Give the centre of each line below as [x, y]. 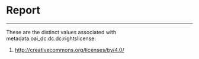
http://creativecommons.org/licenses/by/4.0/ [69, 50]
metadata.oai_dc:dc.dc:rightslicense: [51, 38]
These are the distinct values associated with [61, 32]
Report [23, 10]
